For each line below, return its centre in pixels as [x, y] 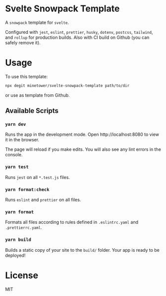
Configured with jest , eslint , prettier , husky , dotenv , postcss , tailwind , [79, 32]
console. [14, 155]
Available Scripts [32, 111]
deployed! [15, 255]
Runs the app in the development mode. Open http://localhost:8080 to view [82, 134]
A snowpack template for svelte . [37, 22]
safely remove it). [23, 42]
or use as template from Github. [38, 95]
